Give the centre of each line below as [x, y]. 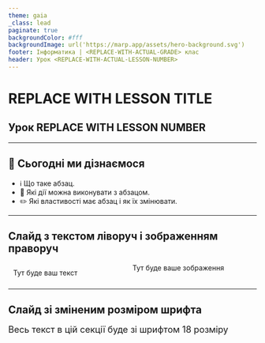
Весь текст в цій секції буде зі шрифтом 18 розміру [118, 330]
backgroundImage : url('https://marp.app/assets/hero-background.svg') [127, 45]
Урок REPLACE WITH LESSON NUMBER [107, 128]
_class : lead [30, 23]
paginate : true [33, 30]
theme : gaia [28, 15]
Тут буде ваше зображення [179, 268]
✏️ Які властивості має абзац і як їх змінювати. [98, 201]
